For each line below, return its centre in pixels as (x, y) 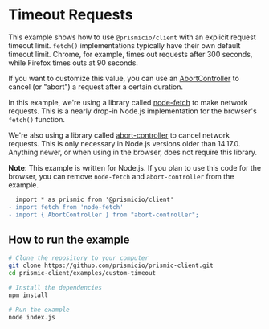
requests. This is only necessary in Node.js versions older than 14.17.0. (124, 143)
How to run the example (69, 239)
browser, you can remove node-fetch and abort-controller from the (121, 176)
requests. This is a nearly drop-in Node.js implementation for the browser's (132, 111)
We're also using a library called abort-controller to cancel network (119, 135)
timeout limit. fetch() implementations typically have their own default (124, 45)
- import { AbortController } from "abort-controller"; (104, 215)
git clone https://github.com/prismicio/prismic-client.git (111, 266)
